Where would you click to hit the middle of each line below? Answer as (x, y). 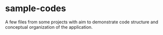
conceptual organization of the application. (49, 27)
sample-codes (36, 9)
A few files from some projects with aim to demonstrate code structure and (82, 22)
